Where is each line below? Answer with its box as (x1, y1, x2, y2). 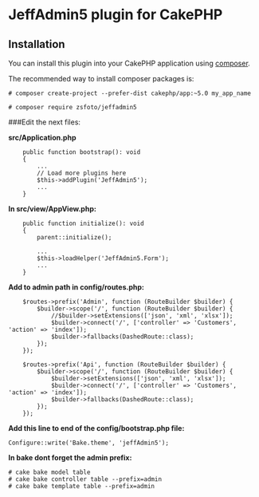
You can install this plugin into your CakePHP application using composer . (8, 58, 251, 68)
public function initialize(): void (22, 219, 145, 227)
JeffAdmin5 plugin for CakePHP (8, 6, 223, 24)
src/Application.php (8, 133, 77, 142)
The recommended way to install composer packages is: (8, 74, 194, 83)
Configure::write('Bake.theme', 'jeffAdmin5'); (8, 439, 170, 447)
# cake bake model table (8, 468, 91, 476)
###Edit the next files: (8, 117, 81, 127)
